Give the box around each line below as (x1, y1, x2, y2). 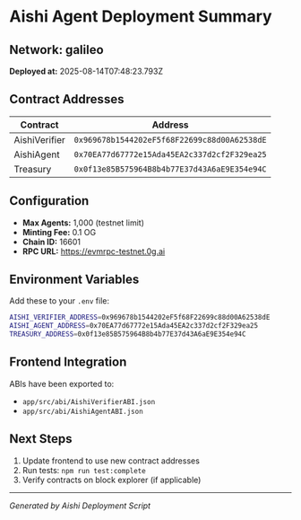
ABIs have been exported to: (9, 378, 115, 389)
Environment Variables (9, 272, 140, 287)
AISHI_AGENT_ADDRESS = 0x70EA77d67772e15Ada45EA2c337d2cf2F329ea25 (9, 322, 258, 331)
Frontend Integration (9, 355, 127, 370)
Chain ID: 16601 (21, 236, 82, 247)
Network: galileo (9, 42, 105, 57)
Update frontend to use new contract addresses (21, 455, 200, 466)
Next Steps (9, 431, 73, 446)
